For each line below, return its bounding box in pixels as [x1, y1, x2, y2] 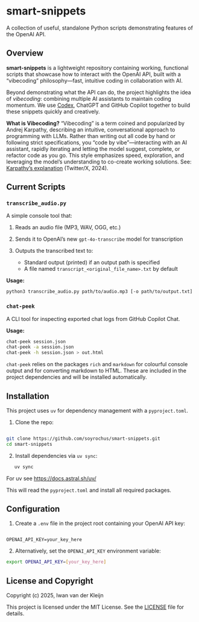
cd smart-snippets [6, 441, 52, 447]
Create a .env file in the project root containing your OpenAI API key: [14, 520, 186, 527]
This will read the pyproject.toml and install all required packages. [6, 486, 172, 493]
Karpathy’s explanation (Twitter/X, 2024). [6, 164, 109, 171]
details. [6, 610, 25, 617]
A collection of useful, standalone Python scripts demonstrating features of [6, 24, 193, 31]
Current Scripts [6, 182, 66, 192]
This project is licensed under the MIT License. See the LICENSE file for [6, 603, 185, 611]
